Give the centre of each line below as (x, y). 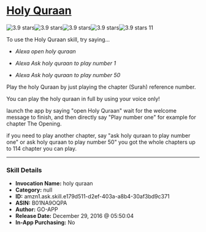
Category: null (34, 190)
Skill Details (24, 170)
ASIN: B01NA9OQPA (41, 203)
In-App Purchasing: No (45, 223)
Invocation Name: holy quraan (54, 184)
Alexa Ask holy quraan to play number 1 (66, 63)
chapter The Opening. (34, 124)
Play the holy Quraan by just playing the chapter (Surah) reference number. (101, 87)
